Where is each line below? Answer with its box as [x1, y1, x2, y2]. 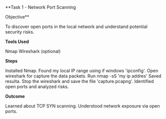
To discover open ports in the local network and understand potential [5, 23, 147, 29]
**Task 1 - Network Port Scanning [5, 4, 76, 10]
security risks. [5, 29, 34, 34]
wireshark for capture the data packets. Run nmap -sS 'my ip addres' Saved [5, 73, 161, 79]
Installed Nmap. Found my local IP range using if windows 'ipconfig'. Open [5, 67, 158, 73]
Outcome [5, 93, 25, 99]
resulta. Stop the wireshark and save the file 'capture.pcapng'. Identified [5, 78, 154, 84]
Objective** [5, 14, 29, 19]
